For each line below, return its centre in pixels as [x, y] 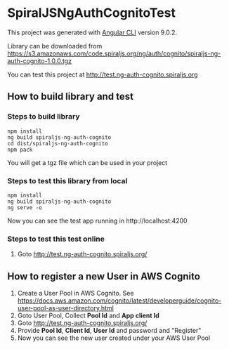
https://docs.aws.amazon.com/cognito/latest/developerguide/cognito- [119, 301]
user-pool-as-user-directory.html [65, 308]
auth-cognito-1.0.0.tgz [40, 60]
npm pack [20, 150]
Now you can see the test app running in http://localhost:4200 [97, 220]
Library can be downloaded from [55, 46]
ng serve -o [25, 208]
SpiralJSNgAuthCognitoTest [91, 13]
